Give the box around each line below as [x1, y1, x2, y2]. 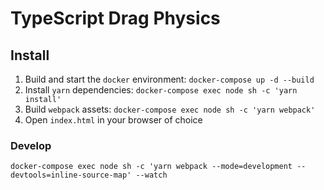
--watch [135, 170, 168, 181]
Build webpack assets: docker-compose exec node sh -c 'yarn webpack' [24, 103, 316, 115]
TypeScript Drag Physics [10, 7, 221, 30]
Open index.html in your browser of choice [24, 114, 203, 126]
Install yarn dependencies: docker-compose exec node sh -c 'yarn [24, 84, 298, 96]
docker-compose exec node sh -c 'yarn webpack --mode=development [10, 162, 293, 172]
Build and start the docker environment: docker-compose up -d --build [24, 73, 315, 85]
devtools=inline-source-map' [10, 170, 132, 181]
